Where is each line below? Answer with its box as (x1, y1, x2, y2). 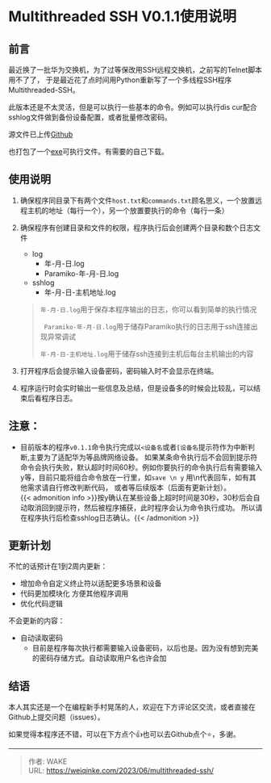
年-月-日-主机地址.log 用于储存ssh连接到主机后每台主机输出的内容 (40, 349, 254, 358)
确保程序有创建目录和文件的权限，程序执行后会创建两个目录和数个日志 (19, 223, 254, 232)
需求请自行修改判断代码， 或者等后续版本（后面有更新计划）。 (27, 482, 231, 492)
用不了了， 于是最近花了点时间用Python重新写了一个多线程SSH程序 (8, 75, 232, 85)
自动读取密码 (19, 633, 63, 643)
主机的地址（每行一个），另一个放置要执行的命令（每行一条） (27, 205, 229, 215)
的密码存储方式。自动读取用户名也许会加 (31, 653, 167, 663)
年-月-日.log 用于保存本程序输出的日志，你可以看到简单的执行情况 (40, 304, 257, 314)
